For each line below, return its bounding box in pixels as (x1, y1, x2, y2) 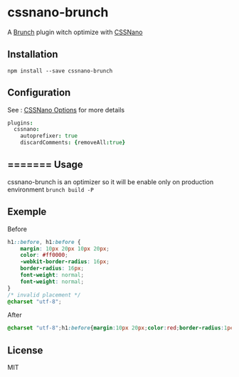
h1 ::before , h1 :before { (7, 238, 81, 245)
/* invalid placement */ (7, 291, 81, 299)
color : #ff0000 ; (20, 252, 69, 259)
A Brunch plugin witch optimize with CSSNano (7, 28, 143, 36)
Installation (7, 48, 58, 60)
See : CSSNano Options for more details (7, 105, 125, 114)
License (7, 344, 43, 356)
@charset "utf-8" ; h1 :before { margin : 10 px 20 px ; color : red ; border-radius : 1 (7, 324, 228, 331)
